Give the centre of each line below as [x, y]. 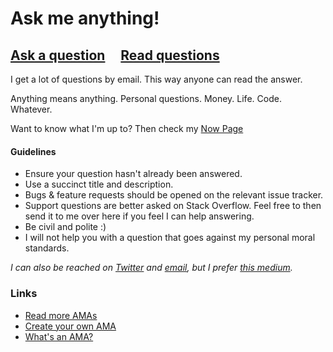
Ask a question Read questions [115, 55]
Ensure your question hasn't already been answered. [133, 174]
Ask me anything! [85, 18]
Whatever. [31, 109]
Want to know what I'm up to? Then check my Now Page [127, 128]
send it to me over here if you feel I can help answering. [139, 216]
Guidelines [33, 151]
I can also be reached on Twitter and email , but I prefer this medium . [151, 268]
